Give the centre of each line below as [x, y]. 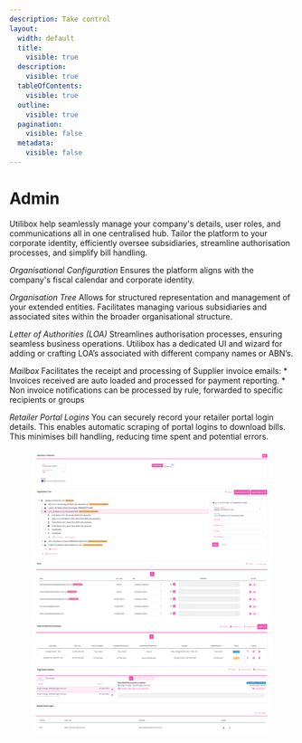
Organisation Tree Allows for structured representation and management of [150, 297]
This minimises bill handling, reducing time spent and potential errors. [139, 436]
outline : [34, 105]
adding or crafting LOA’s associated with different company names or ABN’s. [151, 353]
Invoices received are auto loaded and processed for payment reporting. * [148, 380]
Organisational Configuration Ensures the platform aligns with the [132, 270]
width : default [46, 38]
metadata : [36, 143]
